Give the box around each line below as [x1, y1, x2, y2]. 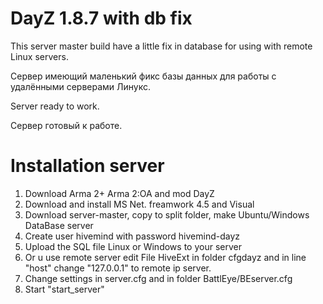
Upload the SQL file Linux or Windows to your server [24, 240, 242, 252]
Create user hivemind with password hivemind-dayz [24, 230, 240, 242]
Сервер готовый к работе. [10, 119, 123, 131]
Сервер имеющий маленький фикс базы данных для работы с [10, 70, 277, 82]
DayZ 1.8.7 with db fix [10, 7, 193, 30]
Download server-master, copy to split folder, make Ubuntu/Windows [24, 208, 310, 221]
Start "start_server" [24, 283, 105, 295]
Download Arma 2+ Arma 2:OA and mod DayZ [24, 187, 215, 199]
